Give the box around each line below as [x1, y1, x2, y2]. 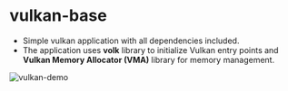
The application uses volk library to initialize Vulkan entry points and [22, 44, 279, 55]
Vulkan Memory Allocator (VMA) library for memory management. [22, 54, 275, 65]
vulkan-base [9, 5, 107, 26]
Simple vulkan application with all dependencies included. [22, 35, 240, 46]
